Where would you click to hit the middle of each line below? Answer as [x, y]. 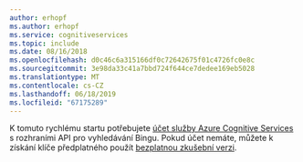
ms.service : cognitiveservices [69, 35]
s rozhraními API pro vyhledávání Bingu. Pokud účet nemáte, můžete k [141, 138]
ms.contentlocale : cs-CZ [57, 86]
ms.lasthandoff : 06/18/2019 [63, 94]
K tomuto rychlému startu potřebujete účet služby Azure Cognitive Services [151, 128]
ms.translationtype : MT [55, 77]
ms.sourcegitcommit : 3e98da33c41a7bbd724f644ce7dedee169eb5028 [132, 69]
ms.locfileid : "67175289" [58, 102]
